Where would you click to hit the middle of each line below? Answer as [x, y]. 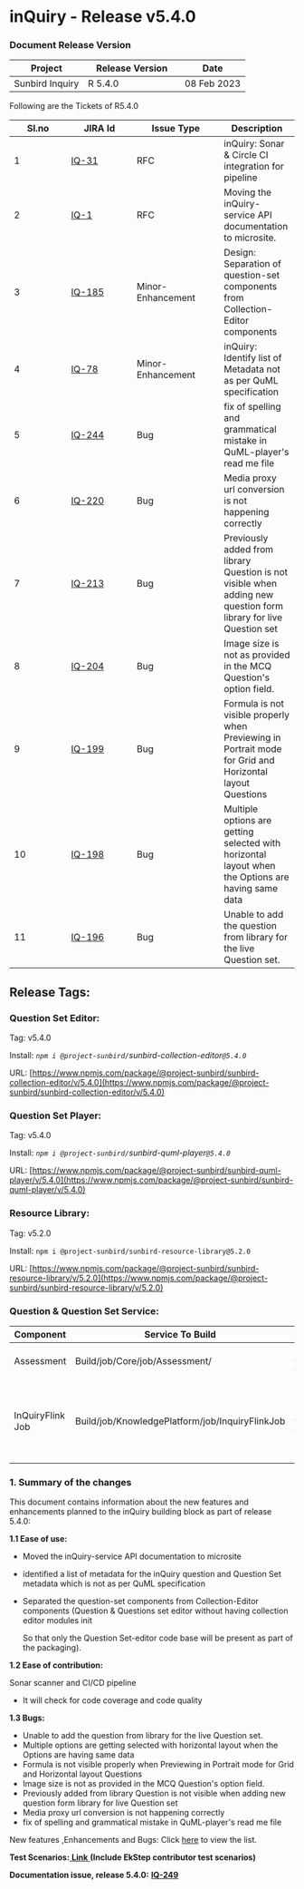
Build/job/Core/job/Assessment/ [144, 1361]
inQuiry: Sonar [254, 144]
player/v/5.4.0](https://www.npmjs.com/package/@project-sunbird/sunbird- [152, 1180]
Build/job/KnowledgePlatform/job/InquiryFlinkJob [180, 1421]
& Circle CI [246, 155]
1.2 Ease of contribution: [57, 1665]
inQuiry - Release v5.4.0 [103, 17]
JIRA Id [100, 129]
